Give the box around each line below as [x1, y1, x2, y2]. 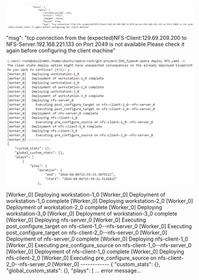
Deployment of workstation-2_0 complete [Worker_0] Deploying [6, 204, 162, 211]
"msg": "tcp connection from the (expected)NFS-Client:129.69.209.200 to [6, 34, 187, 41]
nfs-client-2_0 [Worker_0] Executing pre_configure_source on [6, 254, 157, 262]
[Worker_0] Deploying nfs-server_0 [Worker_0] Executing [6, 216, 146, 223]
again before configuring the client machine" [6, 46, 116, 54]
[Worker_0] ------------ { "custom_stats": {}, [52, 261, 160, 268]
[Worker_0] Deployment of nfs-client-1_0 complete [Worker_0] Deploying [6, 248, 184, 256]
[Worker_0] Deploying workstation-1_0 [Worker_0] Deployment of [6, 191, 166, 198]
